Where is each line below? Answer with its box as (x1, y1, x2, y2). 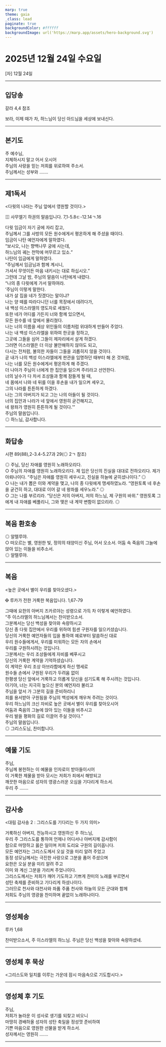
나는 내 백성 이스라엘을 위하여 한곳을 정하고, (5, 330, 90, 336)
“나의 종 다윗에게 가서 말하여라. (5, 280, 65, 286)
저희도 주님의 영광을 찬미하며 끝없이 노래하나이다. (5, 892, 100, 898)
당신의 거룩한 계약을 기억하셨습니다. (5, 657, 74, 663)
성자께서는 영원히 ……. (5, 1031, 48, 1037)
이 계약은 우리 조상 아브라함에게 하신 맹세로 (5, 663, 88, 669)
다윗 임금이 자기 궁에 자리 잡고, (5, 224, 65, 230)
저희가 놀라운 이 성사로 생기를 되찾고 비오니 (5, 1012, 88, 1018)
